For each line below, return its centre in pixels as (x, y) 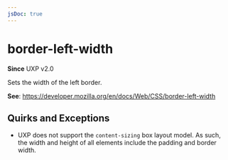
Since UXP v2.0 (31, 69)
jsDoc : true (25, 14)
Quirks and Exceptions (59, 118)
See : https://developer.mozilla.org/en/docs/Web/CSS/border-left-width (112, 96)
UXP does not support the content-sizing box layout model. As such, (119, 135)
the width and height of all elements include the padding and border (117, 143)
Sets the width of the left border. (55, 82)
